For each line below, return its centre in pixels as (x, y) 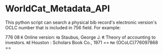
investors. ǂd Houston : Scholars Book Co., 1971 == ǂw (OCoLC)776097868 (81, 42)
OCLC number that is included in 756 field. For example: (63, 27)
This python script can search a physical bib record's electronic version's (81, 22)
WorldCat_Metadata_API (58, 9)
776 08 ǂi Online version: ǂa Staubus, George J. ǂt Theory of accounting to (80, 37)
